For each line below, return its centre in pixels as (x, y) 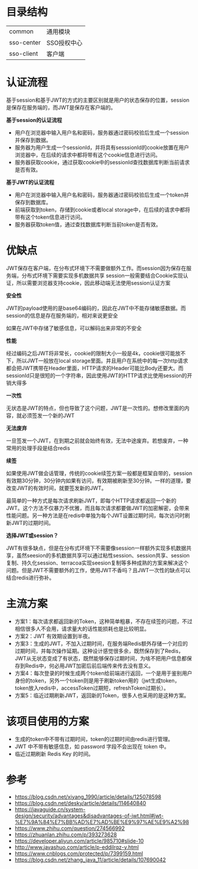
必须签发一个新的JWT (48, 415)
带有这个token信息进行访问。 (50, 217)
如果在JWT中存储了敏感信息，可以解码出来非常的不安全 (74, 328)
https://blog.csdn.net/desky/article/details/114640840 (80, 803)
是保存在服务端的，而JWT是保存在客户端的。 (61, 107)
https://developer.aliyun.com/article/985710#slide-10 (79, 841)
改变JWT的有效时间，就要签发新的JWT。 (56, 488)
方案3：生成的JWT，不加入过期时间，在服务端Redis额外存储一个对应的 (101, 643)
